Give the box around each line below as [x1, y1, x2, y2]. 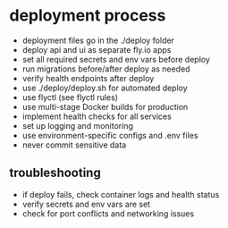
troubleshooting [9, 165, 101, 181]
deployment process [9, 5, 166, 26]
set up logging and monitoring [21, 120, 134, 131]
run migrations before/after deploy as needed [21, 63, 190, 74]
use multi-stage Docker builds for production [21, 101, 189, 112]
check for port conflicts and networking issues [21, 207, 195, 219]
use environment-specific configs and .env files [21, 130, 198, 140]
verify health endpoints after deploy [21, 72, 155, 83]
